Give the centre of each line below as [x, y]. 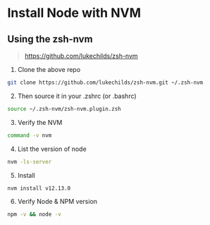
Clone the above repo [49, 69]
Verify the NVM [40, 122]
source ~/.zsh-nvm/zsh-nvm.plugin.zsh [64, 109]
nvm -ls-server [30, 162]
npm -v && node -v [34, 214]
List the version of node [52, 149]
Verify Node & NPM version [57, 202]
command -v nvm [30, 135]
